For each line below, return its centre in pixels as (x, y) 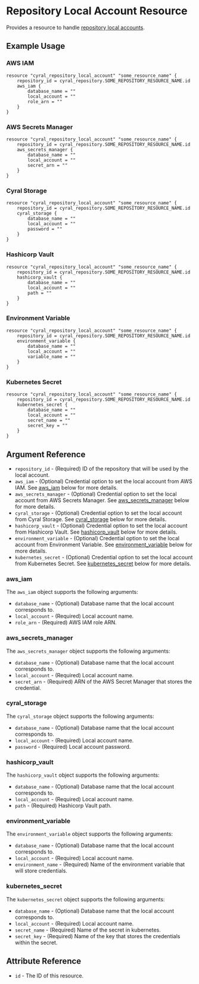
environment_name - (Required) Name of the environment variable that (100, 864)
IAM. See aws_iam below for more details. (66, 487)
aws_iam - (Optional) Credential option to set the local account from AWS (103, 481)
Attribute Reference (44, 961)
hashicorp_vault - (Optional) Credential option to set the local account (101, 525)
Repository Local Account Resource (97, 11)
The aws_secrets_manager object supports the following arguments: (88, 651)
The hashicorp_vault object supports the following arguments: (83, 775)
